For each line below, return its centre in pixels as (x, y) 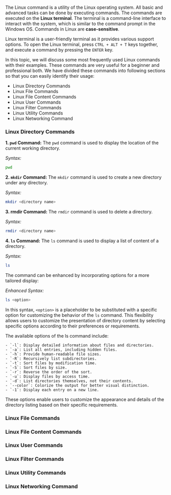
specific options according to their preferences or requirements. (73, 326)
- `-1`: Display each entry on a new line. (52, 390)
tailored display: (22, 280)
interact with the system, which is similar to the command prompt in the (80, 23)
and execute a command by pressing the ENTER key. (59, 50)
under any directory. (27, 183)
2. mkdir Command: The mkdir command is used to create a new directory (83, 177)
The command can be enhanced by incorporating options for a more (77, 275)
